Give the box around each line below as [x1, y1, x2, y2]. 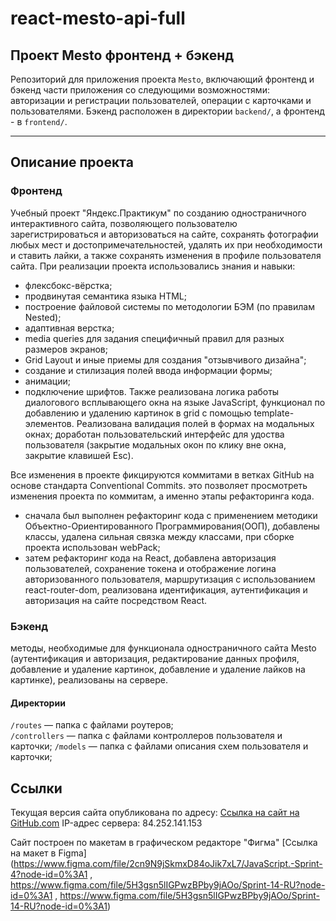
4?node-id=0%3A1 [10, 868, 88, 880]
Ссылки [10, 780, 63, 797]
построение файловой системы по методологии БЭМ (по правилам [24, 300, 315, 312]
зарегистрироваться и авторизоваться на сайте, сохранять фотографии [10, 228, 319, 240]
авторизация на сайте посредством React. [24, 594, 207, 606]
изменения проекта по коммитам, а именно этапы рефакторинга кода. [10, 490, 315, 502]
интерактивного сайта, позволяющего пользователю [10, 217, 238, 229]
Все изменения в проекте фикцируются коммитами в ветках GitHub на [10, 468, 315, 481]
